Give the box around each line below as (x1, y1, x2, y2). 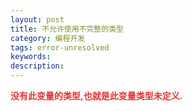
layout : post (10, 14, 65, 25)
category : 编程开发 (10, 33, 86, 43)
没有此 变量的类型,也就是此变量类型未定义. (10, 90, 183, 101)
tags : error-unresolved (10, 42, 110, 53)
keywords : (10, 52, 52, 62)
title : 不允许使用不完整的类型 (10, 24, 124, 34)
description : (10, 61, 65, 71)
